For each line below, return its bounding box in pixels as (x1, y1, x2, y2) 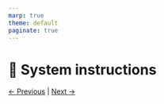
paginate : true (8, 26, 59, 34)
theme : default (8, 19, 59, 27)
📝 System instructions (8, 60, 157, 79)
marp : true (8, 11, 44, 20)
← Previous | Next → (8, 87, 76, 96)
